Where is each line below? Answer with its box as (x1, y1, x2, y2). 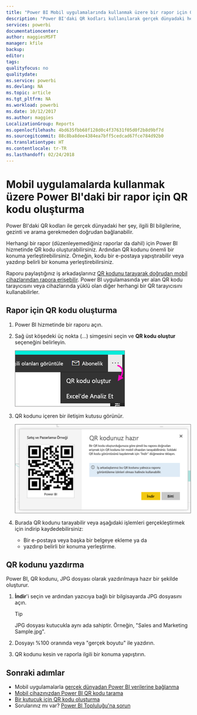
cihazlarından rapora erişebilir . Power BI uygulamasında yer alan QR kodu (6, 276, 183, 283)
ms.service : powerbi (6, 77, 57, 83)
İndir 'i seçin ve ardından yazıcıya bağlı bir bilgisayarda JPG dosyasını (14, 593, 182, 600)
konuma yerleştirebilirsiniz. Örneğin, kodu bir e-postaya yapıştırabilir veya (6, 252, 184, 259)
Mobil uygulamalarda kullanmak (6, 178, 165, 191)
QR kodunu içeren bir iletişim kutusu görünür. (14, 412, 124, 419)
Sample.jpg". (14, 628, 46, 635)
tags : (6, 59, 19, 65)
